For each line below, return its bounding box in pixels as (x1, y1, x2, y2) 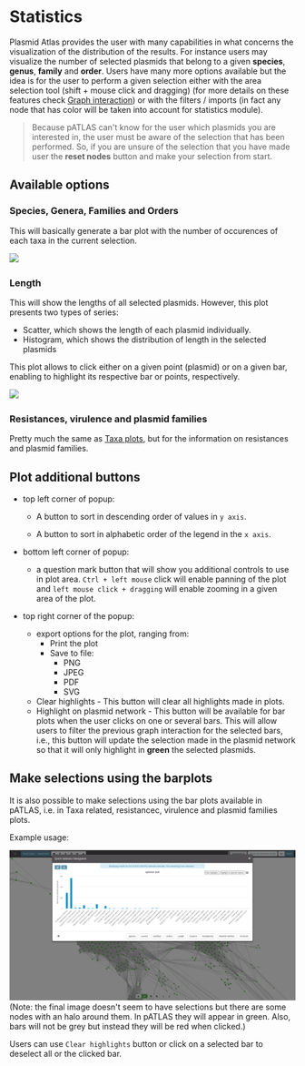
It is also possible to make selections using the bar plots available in (9, 795, 263, 806)
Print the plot (49, 638, 98, 649)
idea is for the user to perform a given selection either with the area (9, 75, 261, 86)
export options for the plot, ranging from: (35, 628, 190, 639)
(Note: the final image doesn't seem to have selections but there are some (9, 1001, 287, 1012)
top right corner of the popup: (22, 611, 134, 622)
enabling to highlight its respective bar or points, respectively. (9, 371, 241, 381)
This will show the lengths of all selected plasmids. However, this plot (9, 297, 269, 308)
